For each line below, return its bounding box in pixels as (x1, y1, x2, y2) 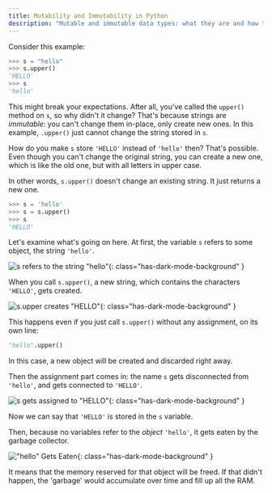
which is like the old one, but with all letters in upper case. (8, 160, 202, 170)
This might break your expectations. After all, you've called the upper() (8, 102, 245, 112)
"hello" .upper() (8, 341, 63, 350)
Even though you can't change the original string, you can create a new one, (8, 151, 263, 162)
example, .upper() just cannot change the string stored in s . (8, 127, 209, 137)
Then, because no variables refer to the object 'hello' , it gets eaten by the (8, 428, 259, 437)
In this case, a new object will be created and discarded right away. (8, 356, 233, 366)
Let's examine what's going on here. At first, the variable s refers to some (8, 238, 253, 247)
